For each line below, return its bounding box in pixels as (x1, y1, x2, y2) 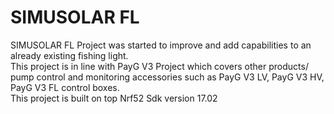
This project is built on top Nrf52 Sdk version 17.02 (10, 92, 218, 104)
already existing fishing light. (10, 49, 129, 61)
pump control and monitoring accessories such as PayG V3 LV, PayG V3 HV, (10, 71, 325, 83)
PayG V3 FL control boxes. (10, 81, 120, 93)
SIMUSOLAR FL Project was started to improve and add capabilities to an (10, 39, 312, 51)
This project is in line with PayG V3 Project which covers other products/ (10, 60, 309, 72)
